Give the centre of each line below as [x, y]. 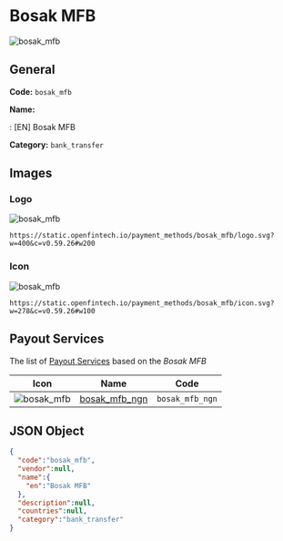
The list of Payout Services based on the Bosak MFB [108, 361]
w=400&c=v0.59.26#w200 [52, 244]
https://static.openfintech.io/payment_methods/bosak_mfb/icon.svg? [142, 303]
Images [31, 174]
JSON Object [47, 430]
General [33, 70]
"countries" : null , [53, 511]
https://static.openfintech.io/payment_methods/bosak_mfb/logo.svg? [142, 236]
